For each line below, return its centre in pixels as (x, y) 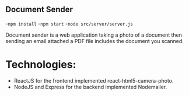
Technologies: (41, 65)
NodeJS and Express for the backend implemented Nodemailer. (90, 87)
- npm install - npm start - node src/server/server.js (69, 23)
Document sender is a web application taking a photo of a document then (94, 35)
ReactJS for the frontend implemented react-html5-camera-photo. (94, 80)
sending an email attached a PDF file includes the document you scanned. (95, 41)
